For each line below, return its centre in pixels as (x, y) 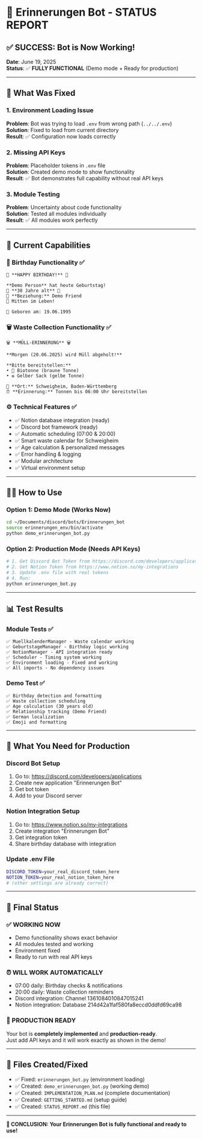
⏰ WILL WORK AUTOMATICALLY (55, 973)
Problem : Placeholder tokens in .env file (56, 165)
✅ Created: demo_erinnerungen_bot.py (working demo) (82, 1086)
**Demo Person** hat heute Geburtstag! (56, 285)
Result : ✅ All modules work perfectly (52, 220)
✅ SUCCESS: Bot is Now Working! (71, 47)
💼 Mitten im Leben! (31, 301)
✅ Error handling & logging (48, 454)
